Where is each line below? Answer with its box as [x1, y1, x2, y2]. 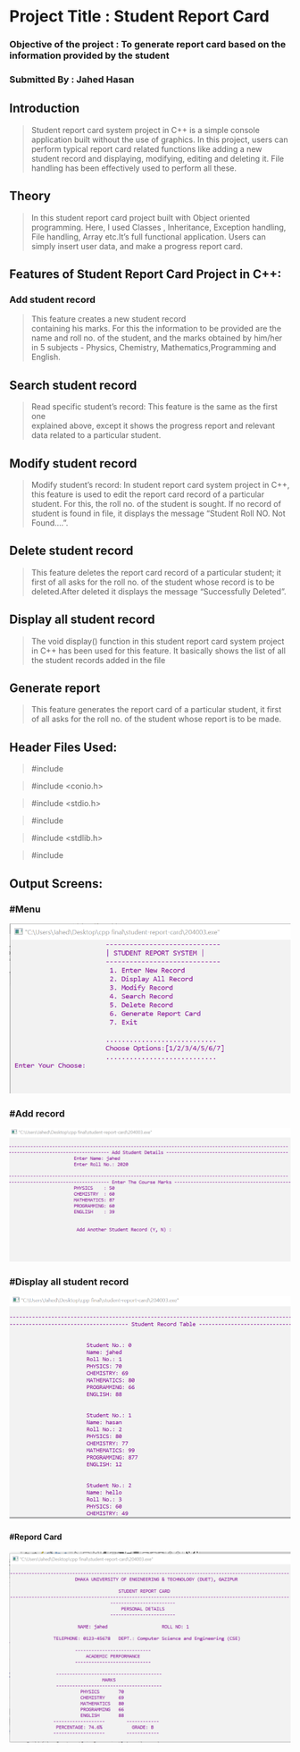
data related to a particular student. [30, 430, 162, 441]
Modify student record [9, 456, 137, 471]
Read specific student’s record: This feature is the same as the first [30, 401, 279, 412]
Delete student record [9, 543, 134, 559]
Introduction [9, 101, 80, 116]
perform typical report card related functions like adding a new [30, 143, 262, 154]
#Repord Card [9, 1531, 62, 1542]
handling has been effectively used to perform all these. [30, 163, 237, 173]
